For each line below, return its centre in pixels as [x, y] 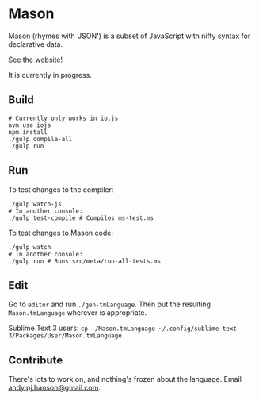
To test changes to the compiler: [61, 189]
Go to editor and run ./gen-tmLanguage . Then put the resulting [110, 304]
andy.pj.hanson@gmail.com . [55, 388]
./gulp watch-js [35, 204]
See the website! [36, 60]
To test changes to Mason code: [61, 233]
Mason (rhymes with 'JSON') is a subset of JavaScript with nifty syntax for [129, 36]
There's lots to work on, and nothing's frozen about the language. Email [125, 379]
